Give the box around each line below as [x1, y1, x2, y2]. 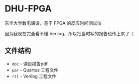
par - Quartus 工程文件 [11, 67, 59, 73]
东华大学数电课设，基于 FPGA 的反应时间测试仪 [4, 20, 102, 26]
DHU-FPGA [4, 3, 52, 14]
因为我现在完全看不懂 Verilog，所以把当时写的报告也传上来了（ [4, 30, 134, 36]
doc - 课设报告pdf [11, 61, 48, 67]
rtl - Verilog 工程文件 [11, 73, 57, 79]
